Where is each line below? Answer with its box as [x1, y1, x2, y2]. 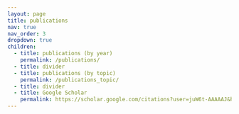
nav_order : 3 [7, 30, 46, 38]
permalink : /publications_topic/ [20, 76, 119, 84]
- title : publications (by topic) [14, 69, 116, 76]
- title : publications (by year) [14, 50, 113, 57]
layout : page [7, 10, 46, 18]
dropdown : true [7, 37, 53, 44]
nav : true [7, 23, 37, 30]
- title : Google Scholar [14, 89, 87, 96]
